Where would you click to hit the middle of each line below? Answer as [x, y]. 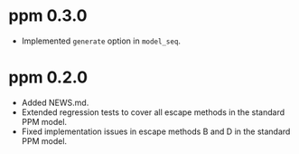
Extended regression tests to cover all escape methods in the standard [153, 112]
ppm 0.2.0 [48, 77]
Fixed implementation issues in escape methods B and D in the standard [156, 131]
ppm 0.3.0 [48, 16]
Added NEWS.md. [55, 102]
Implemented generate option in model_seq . [101, 41]
